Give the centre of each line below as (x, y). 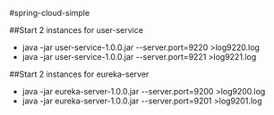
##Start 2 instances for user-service (76, 30)
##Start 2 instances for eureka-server (79, 74)
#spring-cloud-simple (50, 13)
